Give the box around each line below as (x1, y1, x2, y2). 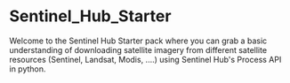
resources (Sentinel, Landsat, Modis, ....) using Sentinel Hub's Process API (9, 54, 282, 64)
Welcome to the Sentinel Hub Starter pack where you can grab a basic (9, 35, 268, 46)
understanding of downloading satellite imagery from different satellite (9, 44, 268, 55)
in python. (9, 64, 46, 74)
